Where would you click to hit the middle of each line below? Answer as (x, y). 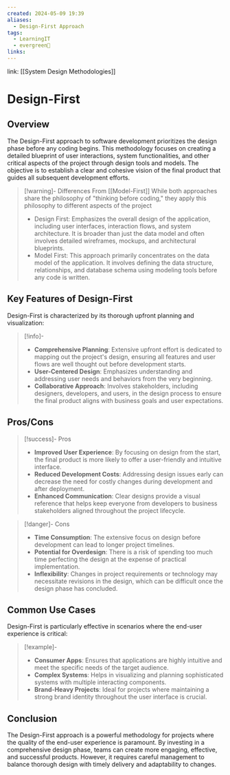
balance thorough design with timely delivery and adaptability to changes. (112, 765)
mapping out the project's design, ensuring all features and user (125, 357)
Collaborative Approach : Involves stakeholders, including (116, 386)
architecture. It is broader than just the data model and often (119, 233)
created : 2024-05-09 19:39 (46, 13)
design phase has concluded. (76, 588)
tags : (15, 33)
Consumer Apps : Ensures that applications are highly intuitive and (128, 660)
